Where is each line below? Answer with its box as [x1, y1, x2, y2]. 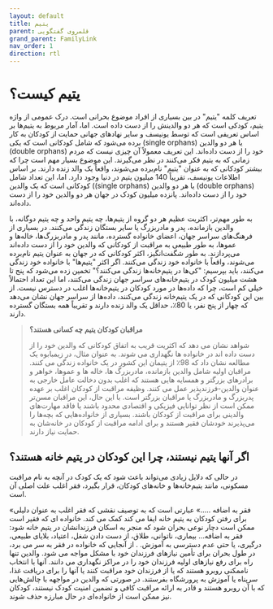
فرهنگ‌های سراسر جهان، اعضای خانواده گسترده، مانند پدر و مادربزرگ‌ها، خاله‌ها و [9, 231, 253, 241]
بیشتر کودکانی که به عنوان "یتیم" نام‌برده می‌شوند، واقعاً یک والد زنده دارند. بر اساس [9, 163, 262, 173]
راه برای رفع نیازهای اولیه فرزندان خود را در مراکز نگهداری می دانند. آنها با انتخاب [9, 556, 253, 566]
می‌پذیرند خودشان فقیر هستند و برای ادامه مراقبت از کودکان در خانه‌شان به [28, 418, 255, 428]
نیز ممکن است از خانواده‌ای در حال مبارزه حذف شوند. [9, 591, 172, 601]
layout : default [9, 11, 64, 20]
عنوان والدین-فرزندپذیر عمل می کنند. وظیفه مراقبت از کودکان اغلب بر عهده [28, 383, 259, 393]
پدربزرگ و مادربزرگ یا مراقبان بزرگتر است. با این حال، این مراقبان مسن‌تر [28, 392, 254, 402]
